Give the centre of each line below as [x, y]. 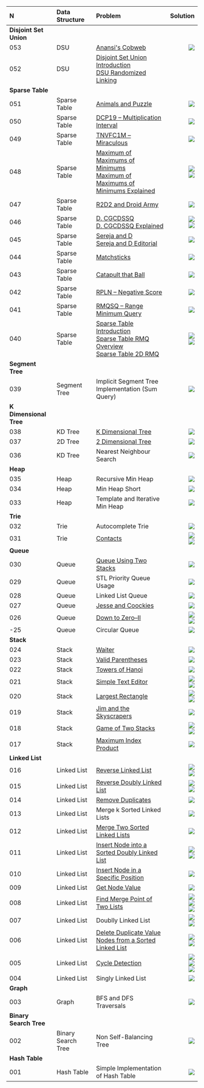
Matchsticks [114, 257]
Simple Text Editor [122, 682]
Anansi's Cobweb [121, 47]
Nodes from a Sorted [126, 940]
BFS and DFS [115, 998]
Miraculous [112, 143]
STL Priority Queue [123, 578]
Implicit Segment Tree [127, 381]
